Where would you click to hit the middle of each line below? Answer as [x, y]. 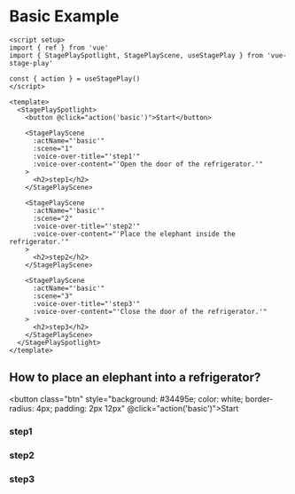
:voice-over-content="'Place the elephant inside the [134, 234]
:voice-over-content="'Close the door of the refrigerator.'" [150, 311]
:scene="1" [53, 148]
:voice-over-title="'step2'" [86, 226]
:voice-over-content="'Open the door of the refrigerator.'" [148, 164]
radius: [22, 408]
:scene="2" [53, 218]
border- [259, 399]
